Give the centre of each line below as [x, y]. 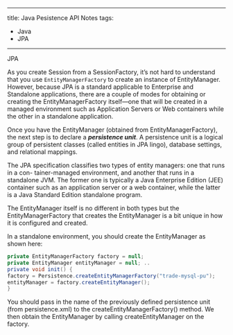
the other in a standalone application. [60, 116]
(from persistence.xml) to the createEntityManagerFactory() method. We [111, 309]
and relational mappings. [42, 152]
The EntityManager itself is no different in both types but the [93, 208]
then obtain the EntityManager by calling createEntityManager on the [106, 317]
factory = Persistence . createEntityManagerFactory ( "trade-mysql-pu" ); [111, 276]
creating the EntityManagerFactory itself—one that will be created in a [107, 102]
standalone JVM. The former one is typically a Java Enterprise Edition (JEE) [115, 180]
